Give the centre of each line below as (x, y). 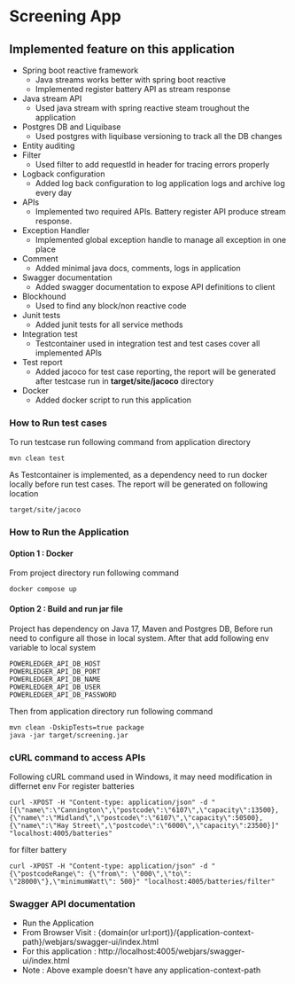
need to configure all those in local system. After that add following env (139, 638)
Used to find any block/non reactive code (111, 306)
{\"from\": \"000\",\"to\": (140, 874)
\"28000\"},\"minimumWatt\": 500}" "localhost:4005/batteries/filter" (142, 881)
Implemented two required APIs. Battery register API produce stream (160, 211)
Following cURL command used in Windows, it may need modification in (141, 777)
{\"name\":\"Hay (39, 825)
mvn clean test (37, 458)
